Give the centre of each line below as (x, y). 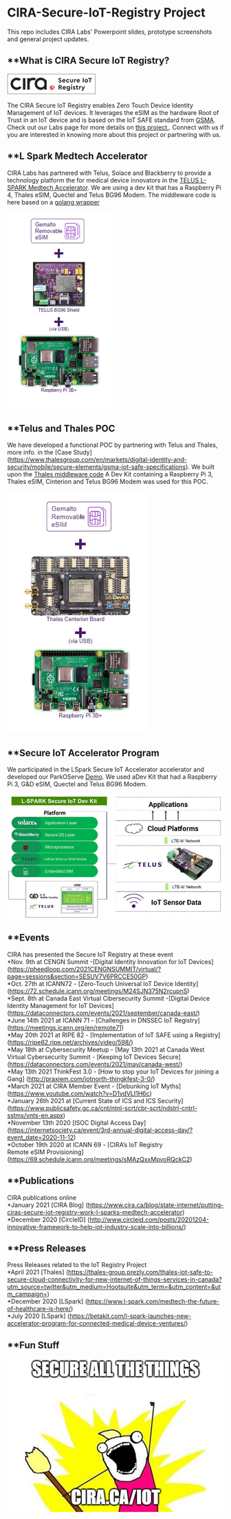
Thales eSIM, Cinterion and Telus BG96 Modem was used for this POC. (108, 482)
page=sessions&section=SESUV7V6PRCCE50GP (77, 976)
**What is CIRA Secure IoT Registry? (88, 61)
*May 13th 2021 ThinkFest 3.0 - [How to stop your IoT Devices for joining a (113, 1071)
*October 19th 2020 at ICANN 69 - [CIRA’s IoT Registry (85, 1144)
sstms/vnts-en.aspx (35, 1115)
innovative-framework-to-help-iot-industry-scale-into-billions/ (96, 1226)
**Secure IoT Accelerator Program (83, 753)
